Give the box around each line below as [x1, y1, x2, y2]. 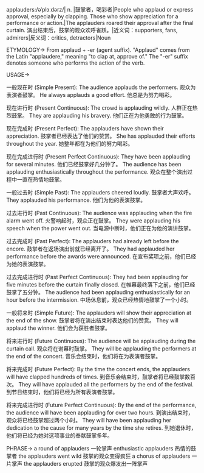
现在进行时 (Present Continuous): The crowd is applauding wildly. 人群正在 [6, 104, 192, 112]
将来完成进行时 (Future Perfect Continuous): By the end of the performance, [6, 402, 197, 408]
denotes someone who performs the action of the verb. [6, 59, 145, 66]
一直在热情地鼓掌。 [16, 176, 65, 183]
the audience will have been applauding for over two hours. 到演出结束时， [6, 409, 194, 416]
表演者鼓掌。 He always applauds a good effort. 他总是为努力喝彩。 [6, 91, 175, 98]
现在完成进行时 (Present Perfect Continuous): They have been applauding [6, 153, 191, 160]
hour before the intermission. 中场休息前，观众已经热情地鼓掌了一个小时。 [6, 296, 192, 304]
